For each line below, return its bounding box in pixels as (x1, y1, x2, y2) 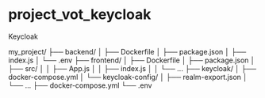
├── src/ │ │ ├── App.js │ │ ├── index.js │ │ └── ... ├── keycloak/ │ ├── (8, 63, 256, 73)
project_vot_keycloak (8, 6, 152, 24)
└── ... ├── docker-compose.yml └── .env (8, 81, 152, 90)
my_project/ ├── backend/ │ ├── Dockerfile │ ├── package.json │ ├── (8, 47, 247, 56)
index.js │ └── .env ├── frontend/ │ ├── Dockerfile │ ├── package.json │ (8, 55, 255, 65)
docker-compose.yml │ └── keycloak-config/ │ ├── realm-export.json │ (8, 72, 248, 81)
